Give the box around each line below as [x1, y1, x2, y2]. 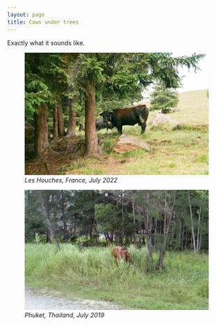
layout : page [7, 11, 45, 18]
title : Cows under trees [7, 18, 79, 26]
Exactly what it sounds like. [7, 38, 85, 47]
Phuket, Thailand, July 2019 [24, 311, 104, 320]
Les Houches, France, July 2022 [24, 176, 118, 185]
